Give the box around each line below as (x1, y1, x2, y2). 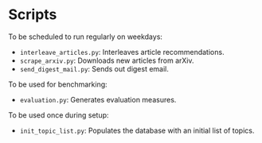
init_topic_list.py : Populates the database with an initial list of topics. (19, 126, 255, 135)
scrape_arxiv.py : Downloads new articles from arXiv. (19, 56, 194, 65)
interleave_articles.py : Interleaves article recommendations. (19, 47, 225, 56)
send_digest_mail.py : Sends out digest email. (19, 64, 170, 73)
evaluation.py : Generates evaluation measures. (19, 95, 177, 104)
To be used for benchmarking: (8, 79, 108, 89)
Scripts (8, 6, 57, 24)
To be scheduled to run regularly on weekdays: (8, 32, 163, 41)
